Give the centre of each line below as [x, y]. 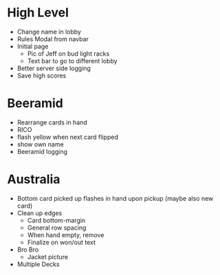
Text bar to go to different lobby [73, 60]
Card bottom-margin [56, 220]
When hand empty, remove [66, 234]
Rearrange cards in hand [52, 122]
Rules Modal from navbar [53, 38]
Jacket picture [48, 256]
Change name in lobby [49, 32]
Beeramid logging [42, 151]
